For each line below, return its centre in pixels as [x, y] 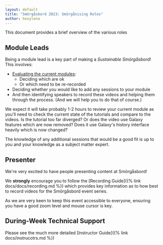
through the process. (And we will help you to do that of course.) [77, 100]
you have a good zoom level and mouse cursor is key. [59, 206]
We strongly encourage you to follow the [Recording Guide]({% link [73, 181]
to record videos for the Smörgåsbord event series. [56, 191]
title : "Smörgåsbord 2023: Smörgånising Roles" [54, 14]
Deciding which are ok [42, 79]
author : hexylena [23, 18]
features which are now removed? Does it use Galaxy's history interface [77, 125]
